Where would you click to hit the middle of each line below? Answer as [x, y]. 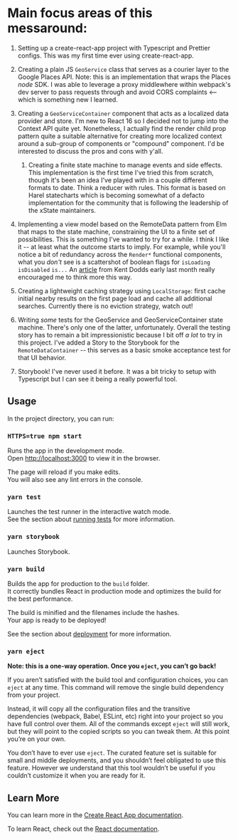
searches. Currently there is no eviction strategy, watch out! [105, 306]
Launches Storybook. [39, 551]
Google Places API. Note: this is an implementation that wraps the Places [124, 77]
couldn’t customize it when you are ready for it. [76, 776]
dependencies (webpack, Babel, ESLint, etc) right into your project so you [115, 716]
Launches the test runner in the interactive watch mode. [90, 512]
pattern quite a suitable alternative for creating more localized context [120, 136]
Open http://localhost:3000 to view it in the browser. [84, 458]
